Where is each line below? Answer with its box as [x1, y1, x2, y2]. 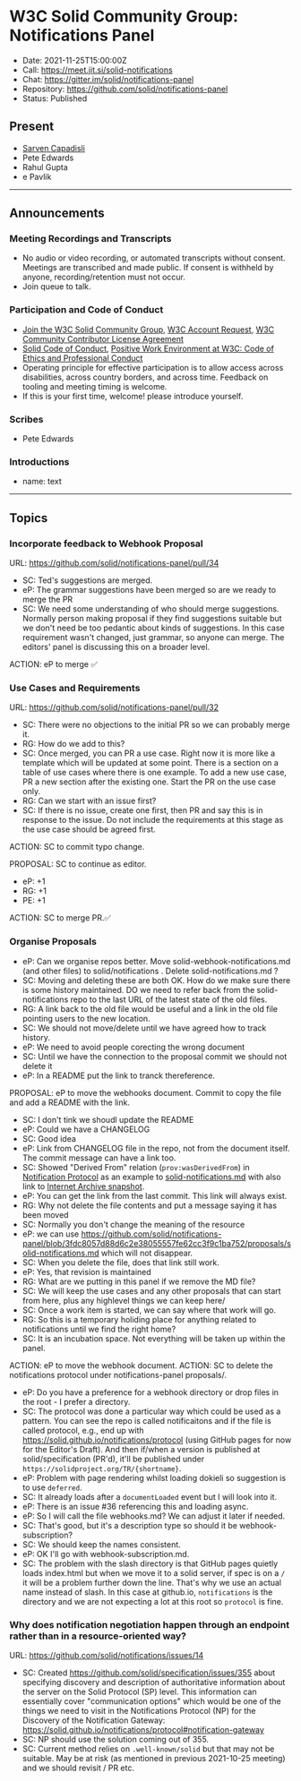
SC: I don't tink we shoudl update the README [21, 1114, 194, 1125]
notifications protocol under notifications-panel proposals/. [9, 1369, 227, 1380]
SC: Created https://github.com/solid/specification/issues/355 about [21, 1667, 276, 1678]
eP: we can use [21, 1229, 80, 1239]
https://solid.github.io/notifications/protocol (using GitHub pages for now [21, 1434, 292, 1445]
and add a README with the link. [9, 1097, 130, 1108]
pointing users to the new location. [21, 1013, 150, 1023]
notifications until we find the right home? [21, 1323, 176, 1334]
